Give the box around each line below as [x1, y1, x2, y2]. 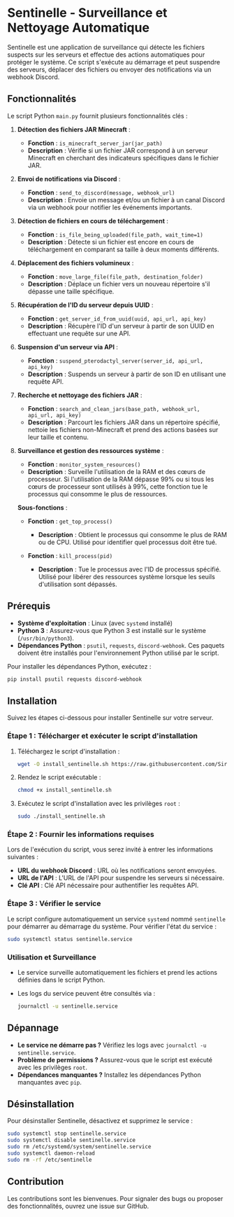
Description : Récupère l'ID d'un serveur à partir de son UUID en [27, 321, 214, 330]
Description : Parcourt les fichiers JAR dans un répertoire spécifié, [27, 418, 220, 426]
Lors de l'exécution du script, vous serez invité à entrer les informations [7, 845, 213, 854]
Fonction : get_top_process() [27, 517, 113, 525]
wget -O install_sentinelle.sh [17, 760, 109, 767]
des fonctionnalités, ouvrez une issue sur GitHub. [7, 1202, 149, 1210]
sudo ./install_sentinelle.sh [17, 813, 106, 820]
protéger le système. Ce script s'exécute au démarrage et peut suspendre [7, 57, 221, 66]
